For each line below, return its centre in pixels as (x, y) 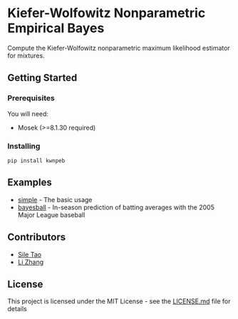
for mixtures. (26, 56)
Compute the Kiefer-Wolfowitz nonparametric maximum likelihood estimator (119, 48)
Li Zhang (31, 262)
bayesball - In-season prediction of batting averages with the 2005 (116, 207)
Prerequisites (31, 98)
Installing (24, 146)
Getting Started (42, 78)
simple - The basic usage (55, 199)
